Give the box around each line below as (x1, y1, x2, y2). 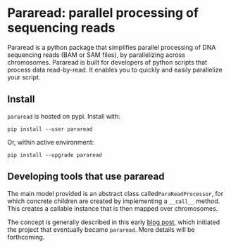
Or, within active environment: (7, 138, 94, 146)
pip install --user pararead (7, 125, 93, 133)
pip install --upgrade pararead (7, 151, 102, 159)
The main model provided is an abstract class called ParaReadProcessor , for (7, 189, 224, 197)
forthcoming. (7, 233, 45, 241)
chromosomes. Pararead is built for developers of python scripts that (7, 58, 208, 66)
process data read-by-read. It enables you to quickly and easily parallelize (7, 65, 223, 74)
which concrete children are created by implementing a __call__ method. (7, 197, 220, 205)
